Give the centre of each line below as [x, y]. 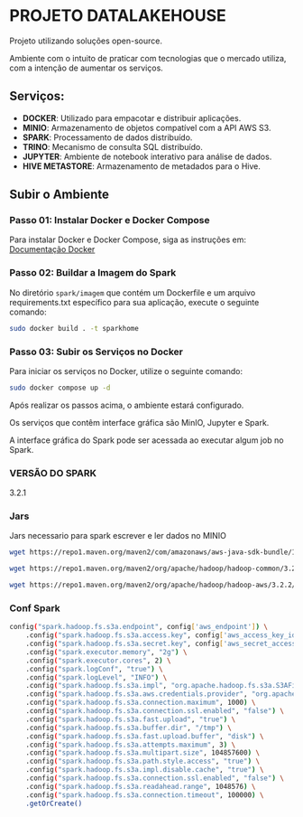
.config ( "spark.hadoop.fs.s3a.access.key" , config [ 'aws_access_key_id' [163, 635]
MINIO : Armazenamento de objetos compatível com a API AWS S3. [147, 127]
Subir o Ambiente [60, 195]
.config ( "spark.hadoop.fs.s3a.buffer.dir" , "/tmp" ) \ [129, 728]
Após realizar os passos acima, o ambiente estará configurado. [127, 405]
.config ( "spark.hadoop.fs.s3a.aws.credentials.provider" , [137, 694]
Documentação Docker [52, 249]
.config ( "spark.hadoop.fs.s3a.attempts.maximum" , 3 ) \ [131, 745]
